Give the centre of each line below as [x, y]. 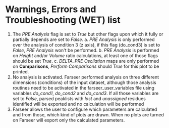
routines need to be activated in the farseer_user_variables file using [83, 88]
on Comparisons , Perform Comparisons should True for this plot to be [86, 66]
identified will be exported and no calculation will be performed [78, 104]
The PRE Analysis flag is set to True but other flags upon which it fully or [88, 34]
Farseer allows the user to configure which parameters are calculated [85, 109]
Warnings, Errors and [51, 9]
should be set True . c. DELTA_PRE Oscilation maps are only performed [86, 61]
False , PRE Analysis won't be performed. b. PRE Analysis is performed [86, 50]
